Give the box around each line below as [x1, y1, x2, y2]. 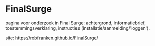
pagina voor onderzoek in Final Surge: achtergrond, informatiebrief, [5, 20, 146, 26]
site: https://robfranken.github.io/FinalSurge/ [5, 35, 99, 41]
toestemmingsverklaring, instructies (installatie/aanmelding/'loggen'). [5, 25, 150, 31]
